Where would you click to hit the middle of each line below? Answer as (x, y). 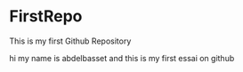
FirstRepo (46, 16)
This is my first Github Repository (70, 41)
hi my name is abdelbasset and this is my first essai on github (122, 58)
